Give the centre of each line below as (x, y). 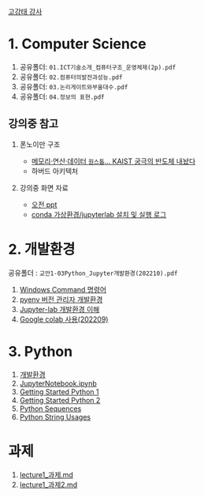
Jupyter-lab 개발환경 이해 (59, 309)
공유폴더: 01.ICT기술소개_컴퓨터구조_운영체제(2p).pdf (98, 66)
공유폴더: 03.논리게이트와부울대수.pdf (74, 86)
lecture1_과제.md (46, 474)
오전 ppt (44, 205)
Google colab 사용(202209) (64, 319)
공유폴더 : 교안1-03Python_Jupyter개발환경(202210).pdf (93, 273)
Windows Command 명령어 (63, 289)
